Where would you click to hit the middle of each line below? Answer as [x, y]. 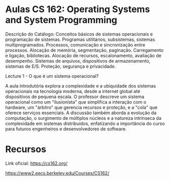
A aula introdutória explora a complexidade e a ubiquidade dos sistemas [81, 86]
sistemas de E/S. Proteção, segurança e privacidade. [61, 66]
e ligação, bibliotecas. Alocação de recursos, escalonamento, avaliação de [83, 55]
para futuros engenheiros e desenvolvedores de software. [66, 129]
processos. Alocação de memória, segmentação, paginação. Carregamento [84, 50]
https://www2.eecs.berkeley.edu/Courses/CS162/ [57, 173]
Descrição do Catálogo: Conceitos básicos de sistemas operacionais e [79, 34]
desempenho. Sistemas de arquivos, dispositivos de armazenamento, [78, 61]
